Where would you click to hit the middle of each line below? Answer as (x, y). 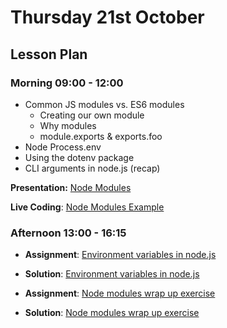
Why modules (68, 125)
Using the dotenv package (79, 157)
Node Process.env (63, 147)
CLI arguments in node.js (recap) (92, 168)
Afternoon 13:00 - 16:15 (68, 233)
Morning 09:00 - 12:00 (67, 83)
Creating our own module (92, 115)
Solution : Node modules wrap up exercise (112, 313)
